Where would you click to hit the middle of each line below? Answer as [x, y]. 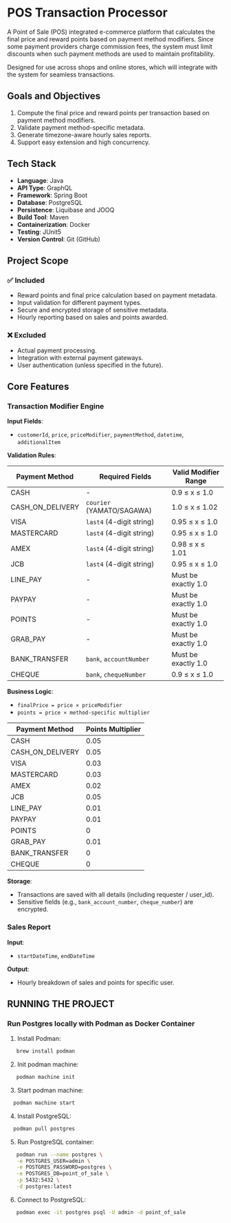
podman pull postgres [44, 1128]
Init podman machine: [48, 1064]
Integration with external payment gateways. [80, 357]
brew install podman [46, 1051]
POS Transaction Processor [88, 13]
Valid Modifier [196, 473]
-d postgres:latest [44, 1187]
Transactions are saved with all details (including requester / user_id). [115, 895]
